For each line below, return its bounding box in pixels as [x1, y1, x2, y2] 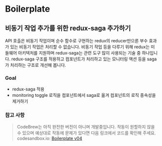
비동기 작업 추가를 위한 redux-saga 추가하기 [5, 24, 131, 32]
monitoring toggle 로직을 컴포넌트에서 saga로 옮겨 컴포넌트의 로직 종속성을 [12, 92, 156, 98]
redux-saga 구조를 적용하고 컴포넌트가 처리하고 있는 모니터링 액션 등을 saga [11, 56, 157, 62]
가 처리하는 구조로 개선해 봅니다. [5, 62, 67, 68]
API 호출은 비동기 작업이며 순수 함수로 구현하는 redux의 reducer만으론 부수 [5, 38, 148, 43]
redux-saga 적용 [12, 86, 45, 92]
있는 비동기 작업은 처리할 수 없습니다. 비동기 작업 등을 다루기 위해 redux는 [10, 44, 150, 50]
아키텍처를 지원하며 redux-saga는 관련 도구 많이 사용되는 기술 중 [18, 50, 141, 55]
